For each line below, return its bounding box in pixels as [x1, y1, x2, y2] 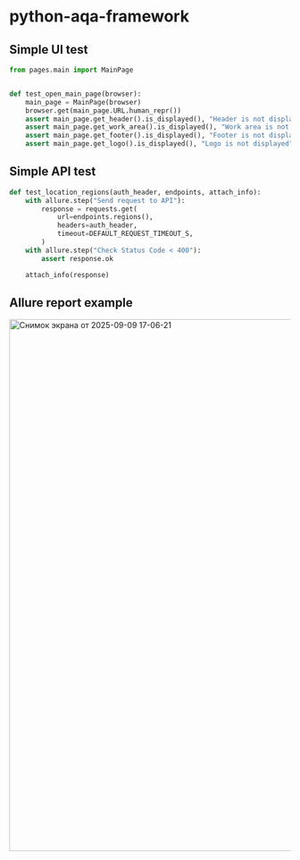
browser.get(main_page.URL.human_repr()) [25, 105, 181, 115]
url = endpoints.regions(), [56, 213, 154, 222]
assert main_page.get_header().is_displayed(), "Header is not [25, 114, 266, 123]
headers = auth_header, [56, 221, 138, 230]
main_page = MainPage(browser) [25, 97, 142, 106]
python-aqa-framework [9, 6, 190, 27]
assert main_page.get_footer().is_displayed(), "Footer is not [25, 131, 266, 140]
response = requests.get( [41, 204, 138, 214]
